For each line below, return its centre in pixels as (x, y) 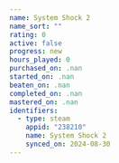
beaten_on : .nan (40, 85)
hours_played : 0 (40, 60)
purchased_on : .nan (46, 69)
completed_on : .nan (46, 93)
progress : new (36, 52)
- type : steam (44, 119)
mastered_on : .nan (44, 102)
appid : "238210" (56, 128)
